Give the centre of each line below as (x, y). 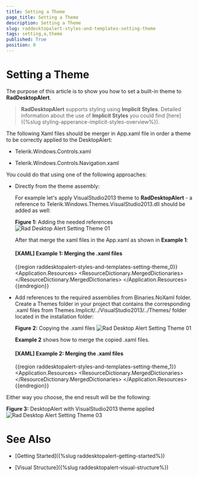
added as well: (33, 210)
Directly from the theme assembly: (57, 186)
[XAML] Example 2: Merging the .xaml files (69, 353)
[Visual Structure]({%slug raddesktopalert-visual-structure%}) (92, 467)
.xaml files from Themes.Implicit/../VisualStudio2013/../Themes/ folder (100, 310)
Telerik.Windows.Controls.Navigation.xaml (67, 163)
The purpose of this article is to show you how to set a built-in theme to (94, 91)
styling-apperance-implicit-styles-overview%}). (101, 122)
